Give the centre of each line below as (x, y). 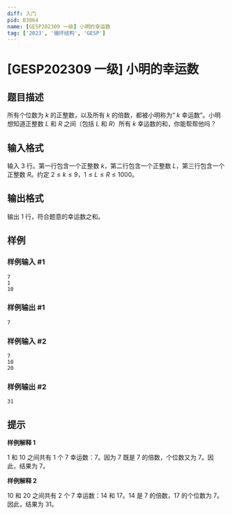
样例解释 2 (22, 481)
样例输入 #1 (26, 262)
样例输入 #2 (27, 341)
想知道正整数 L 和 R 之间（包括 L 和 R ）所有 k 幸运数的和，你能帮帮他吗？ (112, 124)
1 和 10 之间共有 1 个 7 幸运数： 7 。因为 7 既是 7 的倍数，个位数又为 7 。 (107, 457)
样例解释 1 (21, 443)
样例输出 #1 (26, 307)
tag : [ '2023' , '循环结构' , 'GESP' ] (56, 33)
